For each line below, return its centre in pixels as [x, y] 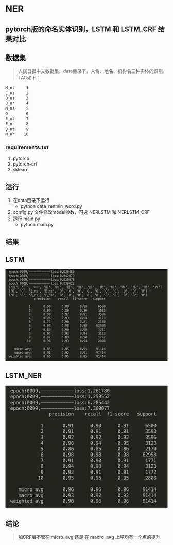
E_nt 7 [17, 119]
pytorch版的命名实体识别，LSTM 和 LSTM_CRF [81, 29]
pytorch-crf [25, 164]
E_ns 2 [17, 93]
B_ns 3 [17, 98]
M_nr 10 [17, 134]
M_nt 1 [17, 88]
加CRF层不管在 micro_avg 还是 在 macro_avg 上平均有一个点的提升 [89, 537]
